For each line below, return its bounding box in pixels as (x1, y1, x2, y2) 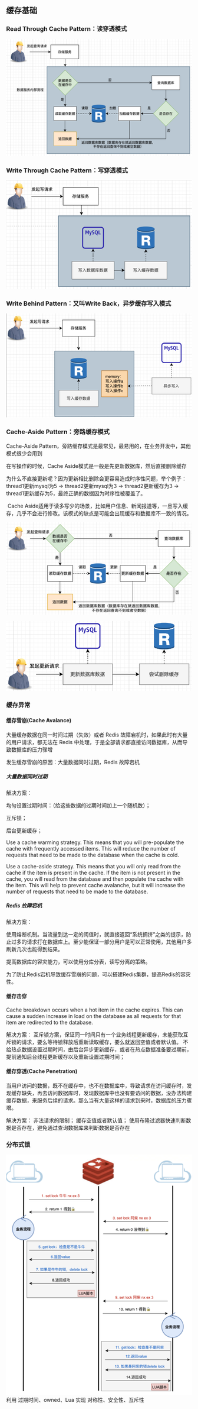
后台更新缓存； (6, 827, 42, 834)
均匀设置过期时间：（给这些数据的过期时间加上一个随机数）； (6, 802, 151, 809)
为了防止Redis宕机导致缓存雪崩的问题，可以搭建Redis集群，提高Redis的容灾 (6, 971, 191, 978)
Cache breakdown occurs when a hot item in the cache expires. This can (6, 1006, 183, 1013)
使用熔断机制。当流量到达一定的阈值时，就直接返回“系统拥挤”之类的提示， (6, 930, 187, 938)
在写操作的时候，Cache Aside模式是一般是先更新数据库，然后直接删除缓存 (6, 462, 187, 469)
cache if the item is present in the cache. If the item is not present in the (6, 869, 181, 876)
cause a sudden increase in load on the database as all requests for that (6, 1012, 181, 1019)
